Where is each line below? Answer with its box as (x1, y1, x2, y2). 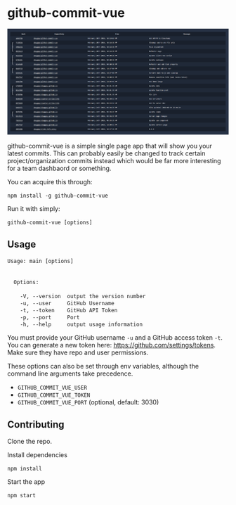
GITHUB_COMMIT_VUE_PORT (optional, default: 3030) (17, 398, 159, 407)
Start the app (7, 477, 46, 486)
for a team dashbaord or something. (7, 164, 112, 173)
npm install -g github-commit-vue (7, 192, 109, 200)
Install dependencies (7, 450, 68, 459)
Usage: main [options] (7, 258, 74, 265)
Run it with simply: (7, 205, 61, 213)
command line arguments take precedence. (7, 369, 133, 378)
